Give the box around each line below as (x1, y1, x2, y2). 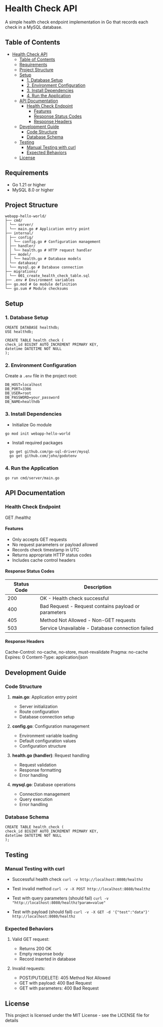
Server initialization (19, 703, 58, 709)
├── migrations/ (5, 269, 38, 274)
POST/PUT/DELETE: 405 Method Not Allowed (19, 975, 111, 981)
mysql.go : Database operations (12, 782, 76, 788)
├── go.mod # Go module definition (5, 282, 77, 287)
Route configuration (19, 709, 59, 715)
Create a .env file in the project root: (5, 373, 78, 379)
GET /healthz (5, 514, 32, 520)
